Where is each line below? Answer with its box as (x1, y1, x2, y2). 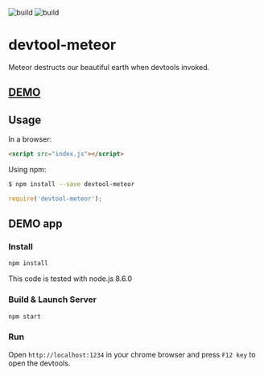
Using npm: (8, 165, 47, 175)
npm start (8, 312, 42, 320)
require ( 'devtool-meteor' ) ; (8, 194, 103, 203)
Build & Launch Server (8, 294, 97, 305)
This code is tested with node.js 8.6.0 (8, 274, 133, 283)
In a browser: (8, 134, 52, 144)
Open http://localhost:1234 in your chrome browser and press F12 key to (8, 349, 256, 359)
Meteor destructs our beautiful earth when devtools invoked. (8, 62, 210, 72)
